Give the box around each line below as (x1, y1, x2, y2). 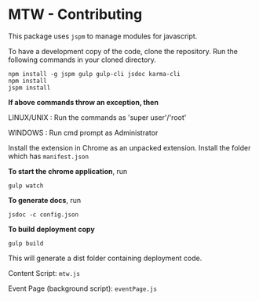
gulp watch (8, 182, 44, 190)
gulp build (8, 239, 44, 248)
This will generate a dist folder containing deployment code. (8, 253, 202, 263)
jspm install (8, 84, 51, 92)
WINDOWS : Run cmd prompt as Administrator (8, 128, 159, 137)
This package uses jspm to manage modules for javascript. (8, 31, 198, 41)
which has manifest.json (8, 151, 89, 161)
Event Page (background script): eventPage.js (8, 284, 157, 293)
